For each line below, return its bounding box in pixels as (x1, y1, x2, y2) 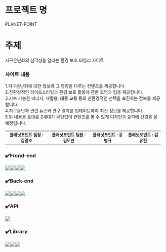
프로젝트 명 (5, 4, 47, 16)
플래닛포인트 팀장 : (9, 132, 43, 138)
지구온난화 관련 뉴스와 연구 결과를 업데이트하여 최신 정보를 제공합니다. (9, 108, 144, 114)
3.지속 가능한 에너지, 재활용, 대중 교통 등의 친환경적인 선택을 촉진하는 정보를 (5, 95, 151, 101)
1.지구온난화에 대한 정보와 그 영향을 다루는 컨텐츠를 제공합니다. (5, 83, 126, 89)
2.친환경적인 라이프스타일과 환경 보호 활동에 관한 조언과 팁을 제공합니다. (5, 89, 144, 95)
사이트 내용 (5, 71, 30, 78)
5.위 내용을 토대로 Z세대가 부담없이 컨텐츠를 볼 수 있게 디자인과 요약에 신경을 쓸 (5, 114, 158, 120)
